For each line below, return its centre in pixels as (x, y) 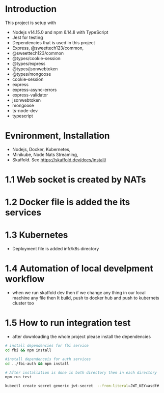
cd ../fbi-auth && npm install (37, 363)
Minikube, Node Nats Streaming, (45, 154)
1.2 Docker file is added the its (68, 202)
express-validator (30, 95)
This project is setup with (31, 23)
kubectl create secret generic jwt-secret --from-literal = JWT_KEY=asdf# (82, 386)
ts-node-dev (25, 110)
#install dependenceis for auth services (48, 359)
